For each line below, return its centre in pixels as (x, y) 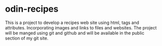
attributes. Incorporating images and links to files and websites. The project (81, 27)
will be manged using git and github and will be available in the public (75, 33)
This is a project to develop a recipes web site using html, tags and (72, 23)
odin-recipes (32, 9)
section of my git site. (27, 38)
